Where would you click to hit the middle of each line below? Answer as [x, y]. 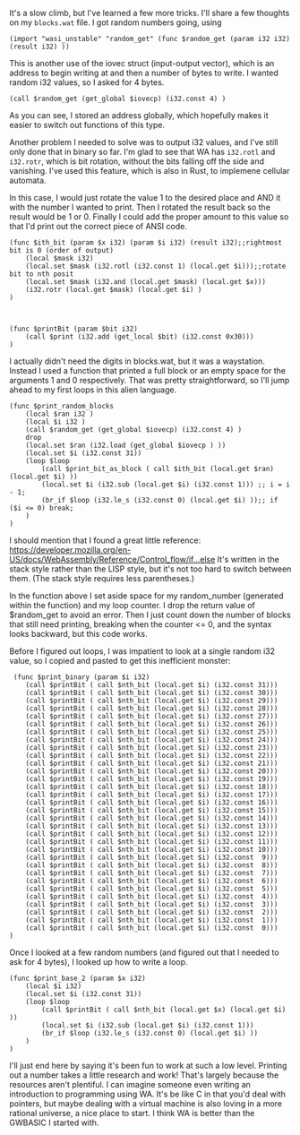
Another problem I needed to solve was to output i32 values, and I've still [144, 142]
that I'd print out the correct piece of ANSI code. [99, 226]
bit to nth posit [42, 274]
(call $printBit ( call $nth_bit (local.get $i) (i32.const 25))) [152, 732]
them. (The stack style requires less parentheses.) [102, 578]
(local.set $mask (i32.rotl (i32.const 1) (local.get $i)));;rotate [156, 266]
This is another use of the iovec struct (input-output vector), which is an [142, 63]
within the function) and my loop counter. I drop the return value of [132, 605]
